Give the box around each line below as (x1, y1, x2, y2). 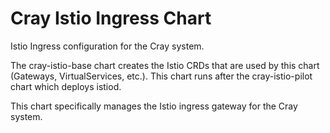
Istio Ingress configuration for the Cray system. (10, 40, 205, 52)
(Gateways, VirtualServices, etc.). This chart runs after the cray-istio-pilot (10, 70, 313, 82)
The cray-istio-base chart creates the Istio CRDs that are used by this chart (10, 59, 320, 71)
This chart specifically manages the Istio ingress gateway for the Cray (10, 100, 298, 112)
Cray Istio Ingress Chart (10, 7, 212, 30)
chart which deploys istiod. (10, 80, 122, 92)
